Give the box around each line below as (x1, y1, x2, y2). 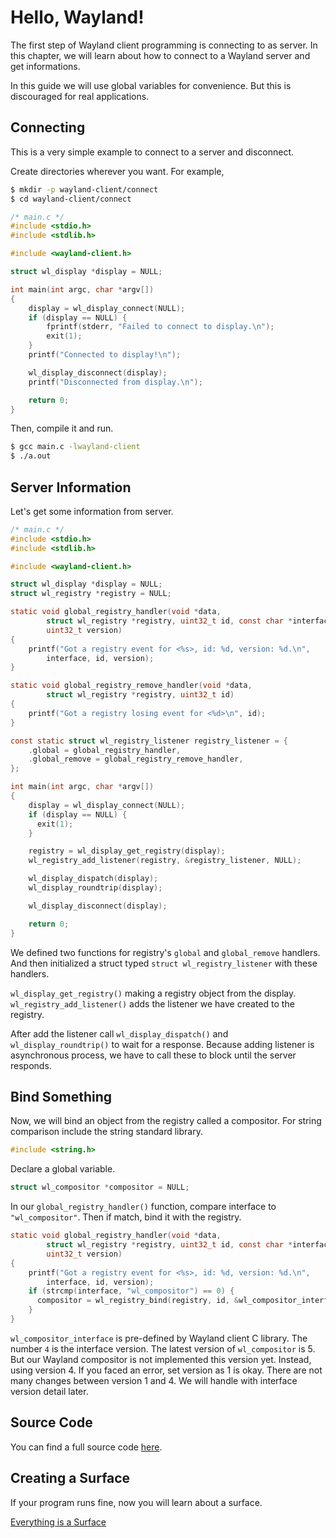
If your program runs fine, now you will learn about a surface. (10, 1496, 263, 1508)
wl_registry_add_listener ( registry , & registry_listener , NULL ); (28, 856, 302, 866)
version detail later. (10, 1385, 89, 1397)
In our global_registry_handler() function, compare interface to (10, 1201, 277, 1213)
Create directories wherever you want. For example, (10, 165, 225, 177)
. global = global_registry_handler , (28, 745, 182, 755)
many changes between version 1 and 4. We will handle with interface (10, 1374, 298, 1386)
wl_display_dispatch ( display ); (28, 874, 159, 884)
